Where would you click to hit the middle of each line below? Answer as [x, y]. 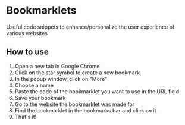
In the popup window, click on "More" [61, 79]
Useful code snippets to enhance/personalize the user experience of [90, 27]
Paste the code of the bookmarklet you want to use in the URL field [97, 91]
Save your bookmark [40, 98]
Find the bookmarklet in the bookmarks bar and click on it [85, 110]
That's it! [26, 117]
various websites [27, 33]
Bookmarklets [41, 10]
